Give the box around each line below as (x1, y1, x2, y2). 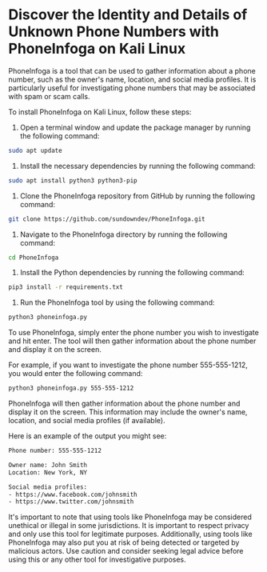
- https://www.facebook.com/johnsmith (8, 490, 137, 498)
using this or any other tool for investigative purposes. (8, 554, 186, 565)
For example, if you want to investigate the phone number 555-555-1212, (8, 360, 248, 370)
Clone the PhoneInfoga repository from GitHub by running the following (19, 190, 256, 201)
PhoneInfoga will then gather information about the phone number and (8, 398, 241, 409)
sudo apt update (8, 146, 62, 154)
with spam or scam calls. (8, 91, 90, 101)
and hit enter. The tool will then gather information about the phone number (8, 336, 257, 346)
